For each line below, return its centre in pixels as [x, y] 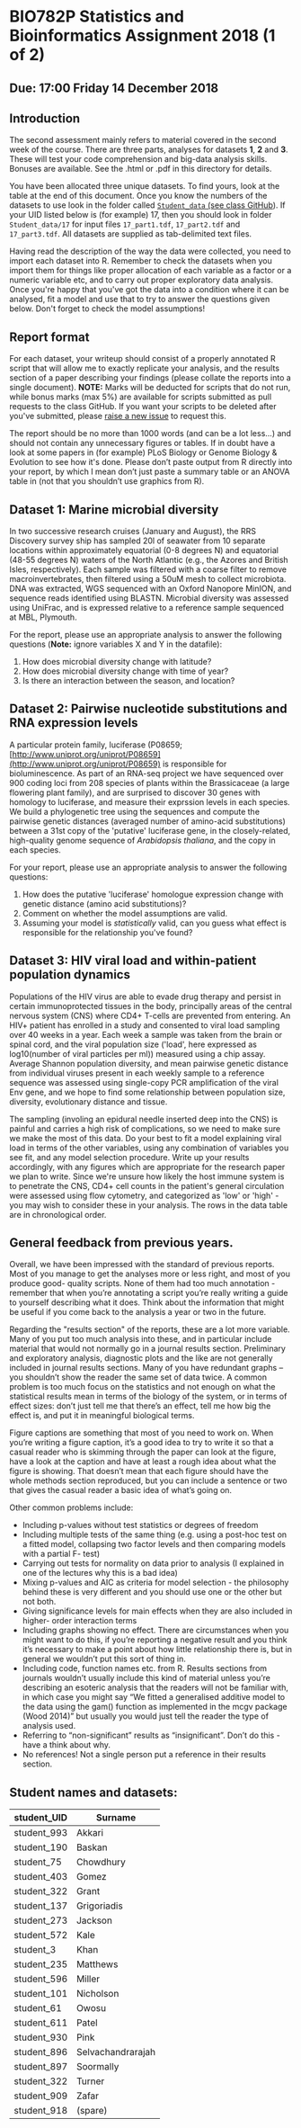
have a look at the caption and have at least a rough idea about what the [143, 1462]
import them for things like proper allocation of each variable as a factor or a [150, 271]
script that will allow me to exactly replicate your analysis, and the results [145, 368]
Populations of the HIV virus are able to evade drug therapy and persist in [145, 997]
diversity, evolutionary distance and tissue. [89, 1101]
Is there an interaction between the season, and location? [128, 681]
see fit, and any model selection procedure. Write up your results [129, 1157]
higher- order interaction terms [80, 1621]
